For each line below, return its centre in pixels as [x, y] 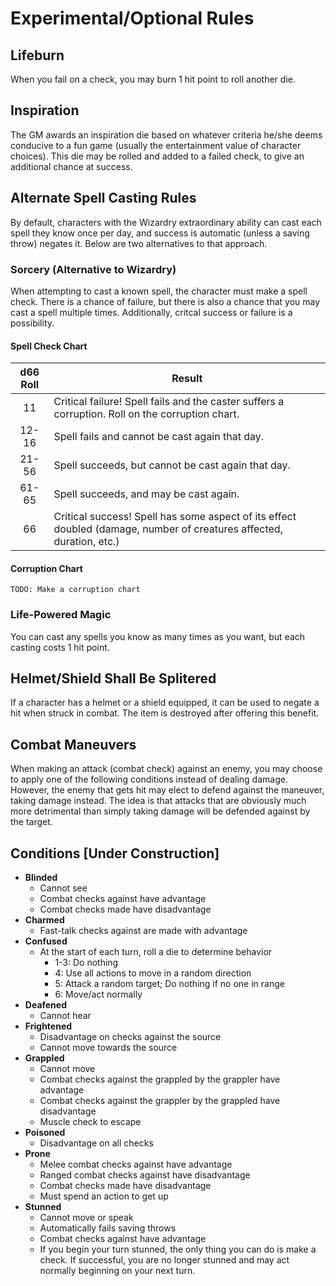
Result [187, 379]
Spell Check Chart [49, 346]
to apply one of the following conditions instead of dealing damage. [149, 779]
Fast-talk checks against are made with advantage [143, 931]
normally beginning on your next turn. [117, 1271]
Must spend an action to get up [104, 1196]
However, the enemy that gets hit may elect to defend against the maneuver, [167, 790]
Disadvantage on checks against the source [130, 1037]
